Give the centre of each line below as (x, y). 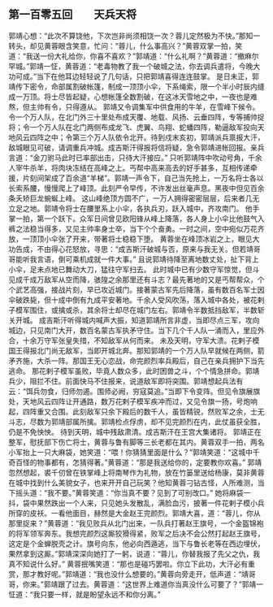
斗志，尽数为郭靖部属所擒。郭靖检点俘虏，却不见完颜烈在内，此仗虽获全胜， (136, 422)
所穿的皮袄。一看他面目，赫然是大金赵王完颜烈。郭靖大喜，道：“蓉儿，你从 (135, 513)
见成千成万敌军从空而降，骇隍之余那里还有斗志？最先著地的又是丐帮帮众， (133, 280)
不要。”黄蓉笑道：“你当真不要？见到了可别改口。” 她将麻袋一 (152, 492)
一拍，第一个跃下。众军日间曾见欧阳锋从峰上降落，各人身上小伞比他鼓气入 (140, 219)
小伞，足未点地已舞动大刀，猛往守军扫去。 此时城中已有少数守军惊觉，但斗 (134, 269)
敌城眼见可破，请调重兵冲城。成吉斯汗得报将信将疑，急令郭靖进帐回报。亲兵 (136, 147)
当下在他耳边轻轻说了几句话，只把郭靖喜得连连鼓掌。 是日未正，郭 (148, 76)
